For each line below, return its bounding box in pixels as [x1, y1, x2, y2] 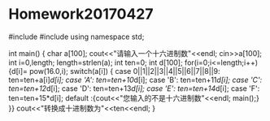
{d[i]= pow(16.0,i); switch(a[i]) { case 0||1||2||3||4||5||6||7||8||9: [8, 66, 221, 76]
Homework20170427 [8, 5, 154, 24]
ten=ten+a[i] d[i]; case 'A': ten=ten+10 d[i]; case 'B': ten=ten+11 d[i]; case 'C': [8, 75, 263, 84]
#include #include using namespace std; [8, 32, 145, 41]
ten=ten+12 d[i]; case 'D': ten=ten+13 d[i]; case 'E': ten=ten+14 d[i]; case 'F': [8, 83, 260, 93]
